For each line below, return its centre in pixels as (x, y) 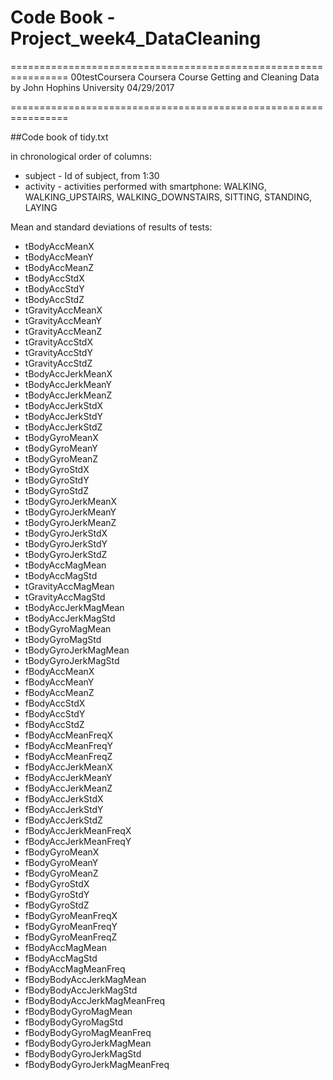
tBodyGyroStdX (57, 469)
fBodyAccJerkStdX (64, 798)
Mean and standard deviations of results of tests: (111, 227)
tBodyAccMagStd (61, 575)
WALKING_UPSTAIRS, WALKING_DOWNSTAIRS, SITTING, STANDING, (168, 197)
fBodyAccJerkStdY (64, 809)
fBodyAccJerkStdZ (63, 820)
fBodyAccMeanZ (59, 692)
